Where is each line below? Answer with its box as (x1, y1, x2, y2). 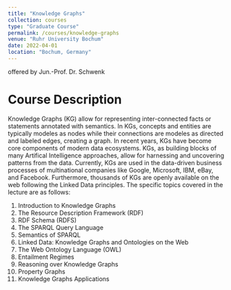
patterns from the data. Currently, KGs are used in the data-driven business (8, 158, 223, 166)
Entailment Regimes (17, 253, 74, 261)
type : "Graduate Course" (8, 23, 79, 30)
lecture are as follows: (8, 188, 71, 196)
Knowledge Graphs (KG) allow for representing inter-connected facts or (8, 115, 212, 123)
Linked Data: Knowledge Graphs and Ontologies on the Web (17, 238, 189, 246)
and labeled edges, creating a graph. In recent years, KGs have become (8, 136, 212, 145)
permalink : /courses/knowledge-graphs (8, 29, 119, 37)
